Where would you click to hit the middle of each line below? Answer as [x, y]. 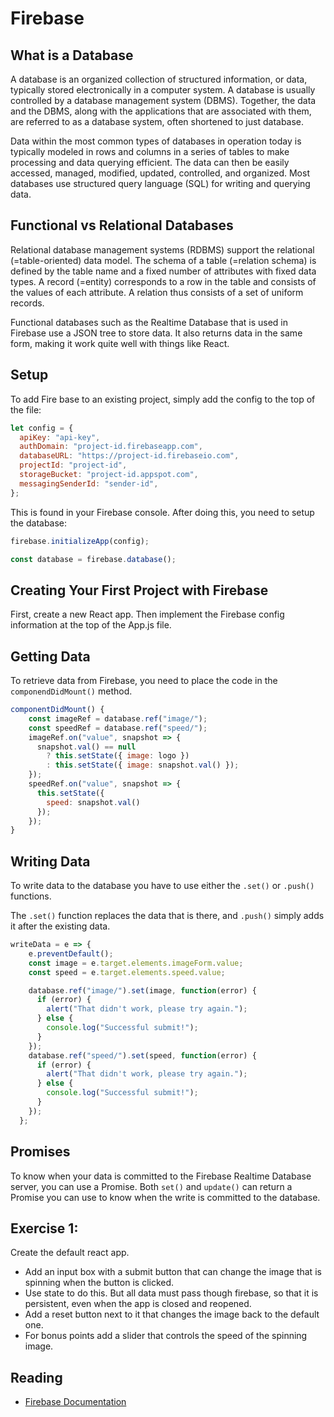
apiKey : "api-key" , [60, 437]
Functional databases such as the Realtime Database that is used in [149, 322]
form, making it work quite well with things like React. [120, 343]
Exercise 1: [44, 1228]
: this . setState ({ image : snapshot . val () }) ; [143, 765]
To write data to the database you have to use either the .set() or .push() [162, 886]
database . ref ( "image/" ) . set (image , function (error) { [142, 990]
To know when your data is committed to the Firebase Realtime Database [161, 1176]
